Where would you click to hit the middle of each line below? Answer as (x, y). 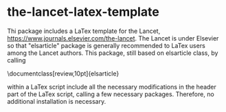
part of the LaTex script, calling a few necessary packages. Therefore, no (111, 94)
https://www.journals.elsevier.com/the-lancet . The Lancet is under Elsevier (113, 38)
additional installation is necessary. (57, 101)
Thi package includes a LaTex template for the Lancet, (84, 31)
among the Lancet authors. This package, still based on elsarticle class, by (113, 53)
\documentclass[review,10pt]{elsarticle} (63, 74)
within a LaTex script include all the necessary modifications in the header (112, 87)
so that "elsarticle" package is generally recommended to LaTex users (106, 45)
